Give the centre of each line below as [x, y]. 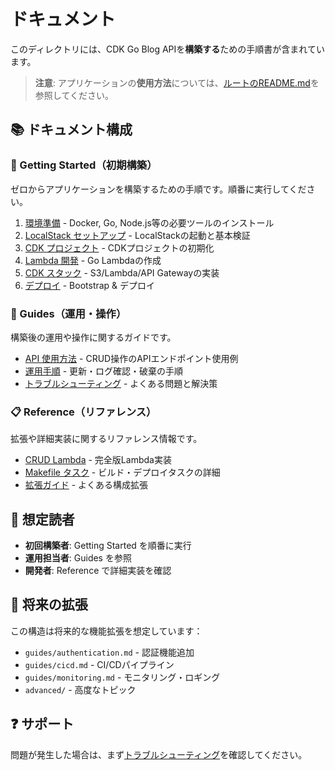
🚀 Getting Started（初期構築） [84, 165]
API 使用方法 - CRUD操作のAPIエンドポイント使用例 [131, 358]
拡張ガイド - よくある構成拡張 [86, 485]
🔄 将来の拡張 [49, 605]
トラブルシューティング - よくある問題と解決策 [121, 383]
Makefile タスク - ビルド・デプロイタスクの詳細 [122, 472]
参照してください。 [74, 95]
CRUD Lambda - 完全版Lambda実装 [98, 460]
